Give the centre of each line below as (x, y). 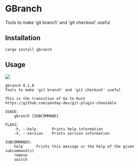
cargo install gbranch (29, 49)
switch (21, 160)
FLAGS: (12, 125)
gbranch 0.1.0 (20, 85)
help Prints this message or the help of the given (74, 146)
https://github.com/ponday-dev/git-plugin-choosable (61, 103)
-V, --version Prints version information (62, 133)
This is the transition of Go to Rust (45, 98)
